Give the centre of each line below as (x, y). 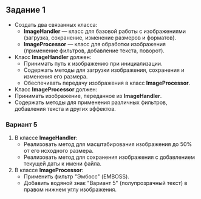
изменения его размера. (56, 76)
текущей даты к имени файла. (62, 164)
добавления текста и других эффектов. (65, 108)
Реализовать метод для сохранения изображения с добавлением (109, 157)
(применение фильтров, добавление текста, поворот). (94, 51)
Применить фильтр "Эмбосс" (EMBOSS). (77, 176)
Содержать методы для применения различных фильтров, (91, 102)
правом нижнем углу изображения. (70, 190)
